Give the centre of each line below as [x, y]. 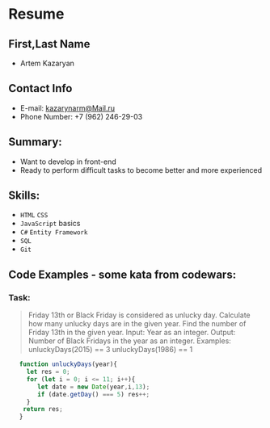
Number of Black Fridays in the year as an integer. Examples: [130, 341]
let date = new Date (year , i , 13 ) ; [94, 387]
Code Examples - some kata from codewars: [122, 274]
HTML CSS [34, 216]
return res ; [43, 409]
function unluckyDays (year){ [68, 364]
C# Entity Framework [54, 233]
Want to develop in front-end [68, 162]
